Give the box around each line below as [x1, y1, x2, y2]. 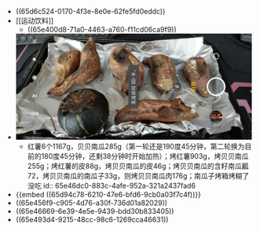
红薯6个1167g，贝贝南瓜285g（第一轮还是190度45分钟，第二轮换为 [27, 141, 245, 151]
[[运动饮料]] [15, 16, 54, 25]
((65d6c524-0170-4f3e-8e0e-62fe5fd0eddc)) [15, 7, 166, 16]
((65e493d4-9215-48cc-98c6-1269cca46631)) [15, 214, 169, 224]
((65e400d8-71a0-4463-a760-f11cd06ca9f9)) [27, 25, 177, 34]
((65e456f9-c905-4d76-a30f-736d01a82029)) [15, 198, 167, 207]
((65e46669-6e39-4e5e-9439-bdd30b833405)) [15, 206, 174, 215]
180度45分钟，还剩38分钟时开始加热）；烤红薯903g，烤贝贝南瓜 [41, 151, 249, 160]
